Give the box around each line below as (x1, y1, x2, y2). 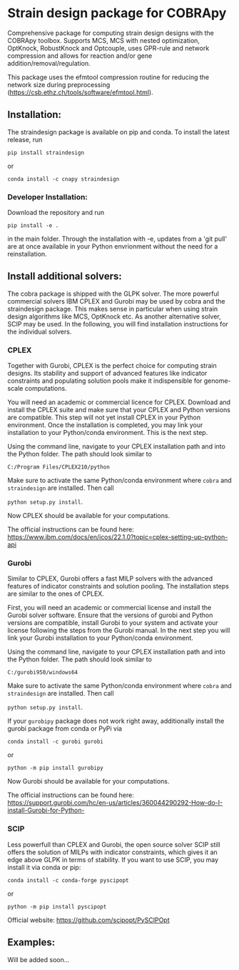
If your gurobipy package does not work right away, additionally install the (7, 716, 225, 726)
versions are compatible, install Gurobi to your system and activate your (7, 619, 219, 627)
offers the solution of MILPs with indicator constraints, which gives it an (7, 848, 218, 856)
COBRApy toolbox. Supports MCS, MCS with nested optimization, (7, 36, 200, 44)
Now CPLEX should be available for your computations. (7, 511, 170, 520)
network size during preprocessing (7, 80, 111, 89)
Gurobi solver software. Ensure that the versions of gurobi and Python (7, 611, 213, 619)
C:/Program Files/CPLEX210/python (7, 464, 111, 471)
